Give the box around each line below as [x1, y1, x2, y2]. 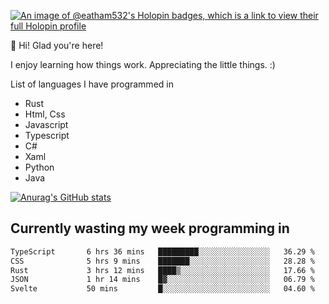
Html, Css [24, 108, 66, 120]
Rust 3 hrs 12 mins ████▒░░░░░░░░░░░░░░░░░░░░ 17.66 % [10, 265, 315, 275]
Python [24, 161, 55, 173]
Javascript [24, 119, 69, 130]
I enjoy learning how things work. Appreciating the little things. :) [10, 59, 276, 70]
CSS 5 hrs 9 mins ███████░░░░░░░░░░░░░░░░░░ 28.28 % [10, 256, 315, 266]
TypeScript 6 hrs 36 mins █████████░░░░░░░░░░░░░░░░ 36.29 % [10, 246, 315, 257]
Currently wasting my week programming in [10, 220, 290, 237]
